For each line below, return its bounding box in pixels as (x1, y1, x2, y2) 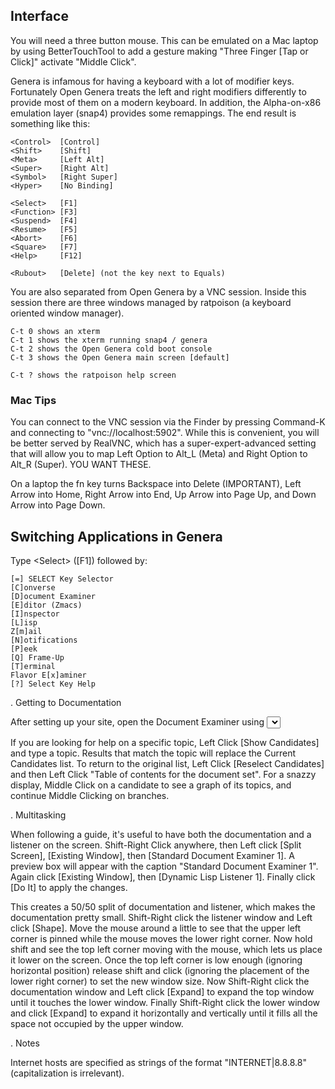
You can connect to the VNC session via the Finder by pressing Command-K (10, 416, 326, 428)
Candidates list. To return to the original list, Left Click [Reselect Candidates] (10, 757, 325, 769)
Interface (10, 8, 69, 25)
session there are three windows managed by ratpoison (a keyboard (10, 296, 292, 308)
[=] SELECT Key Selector (10, 574, 114, 584)
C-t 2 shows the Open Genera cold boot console (10, 344, 213, 354)
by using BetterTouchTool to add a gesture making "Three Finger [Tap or (10, 45, 309, 57)
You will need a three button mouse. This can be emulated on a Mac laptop (10, 34, 319, 46)
